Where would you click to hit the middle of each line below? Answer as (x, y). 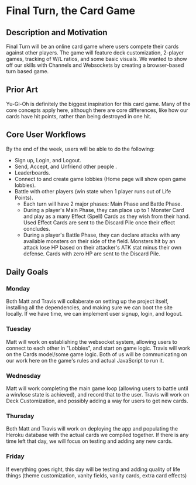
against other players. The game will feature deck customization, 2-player (95, 53)
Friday (15, 456)
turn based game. (27, 71)
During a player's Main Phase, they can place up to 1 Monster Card (104, 210)
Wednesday (23, 375)
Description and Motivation (57, 33)
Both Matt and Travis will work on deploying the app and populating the (92, 429)
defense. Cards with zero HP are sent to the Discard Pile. (92, 254)
